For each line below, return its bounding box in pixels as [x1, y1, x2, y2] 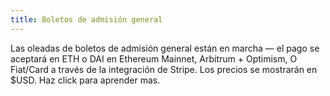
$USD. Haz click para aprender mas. [10, 74, 161, 86]
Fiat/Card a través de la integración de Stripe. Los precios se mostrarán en [10, 63, 318, 75]
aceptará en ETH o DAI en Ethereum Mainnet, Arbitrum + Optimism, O [10, 52, 298, 65]
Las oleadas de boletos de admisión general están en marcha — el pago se [10, 42, 320, 54]
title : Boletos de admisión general [10, 14, 163, 25]
